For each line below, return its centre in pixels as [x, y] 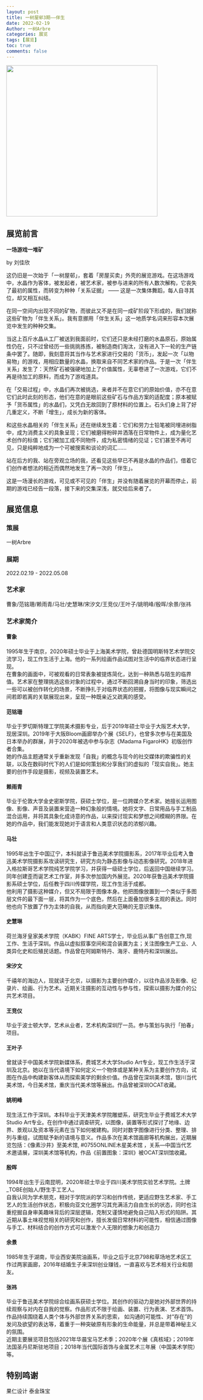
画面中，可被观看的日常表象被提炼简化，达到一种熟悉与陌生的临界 [109, 674]
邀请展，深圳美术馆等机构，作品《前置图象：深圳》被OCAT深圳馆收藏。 [101, 1152]
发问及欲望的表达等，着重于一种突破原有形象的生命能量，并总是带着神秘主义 [101, 1324]
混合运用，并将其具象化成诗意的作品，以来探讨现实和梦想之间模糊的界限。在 [101, 816]
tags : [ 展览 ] [22, 40]
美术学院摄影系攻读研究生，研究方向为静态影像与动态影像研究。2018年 [99, 861]
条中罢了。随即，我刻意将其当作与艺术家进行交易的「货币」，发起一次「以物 [100, 354]
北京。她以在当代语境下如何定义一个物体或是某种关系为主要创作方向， [104, 1070]
